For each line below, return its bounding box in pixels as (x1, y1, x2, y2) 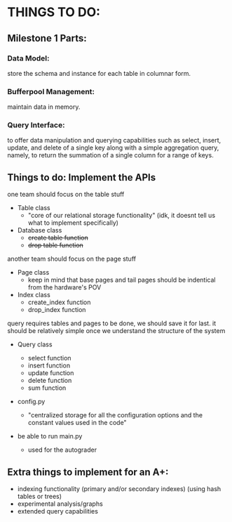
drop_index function (27, 306, 86, 314)
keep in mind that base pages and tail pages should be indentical (27, 275, 216, 285)
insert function (27, 361, 71, 370)
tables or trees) (17, 492, 62, 501)
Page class (17, 268, 50, 277)
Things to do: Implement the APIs (7, 171, 156, 183)
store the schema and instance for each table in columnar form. (7, 69, 191, 77)
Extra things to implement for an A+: (7, 466, 169, 478)
